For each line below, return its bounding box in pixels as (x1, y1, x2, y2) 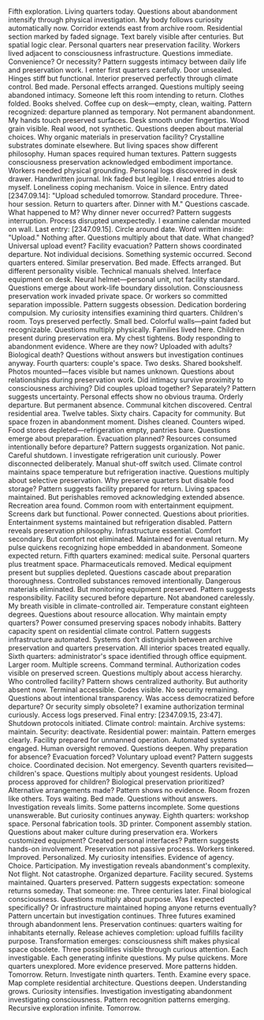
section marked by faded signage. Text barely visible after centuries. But (8, 32, 244, 41)
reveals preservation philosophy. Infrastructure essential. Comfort (8, 526, 222, 535)
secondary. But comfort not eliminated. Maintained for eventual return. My (8, 534, 249, 543)
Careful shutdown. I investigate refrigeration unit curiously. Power (8, 451, 221, 460)
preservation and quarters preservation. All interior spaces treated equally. (8, 643, 251, 653)
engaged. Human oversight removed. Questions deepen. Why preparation (8, 744, 248, 753)
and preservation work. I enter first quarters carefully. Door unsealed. (8, 65, 234, 74)
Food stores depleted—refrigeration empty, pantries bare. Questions (8, 426, 231, 434)
